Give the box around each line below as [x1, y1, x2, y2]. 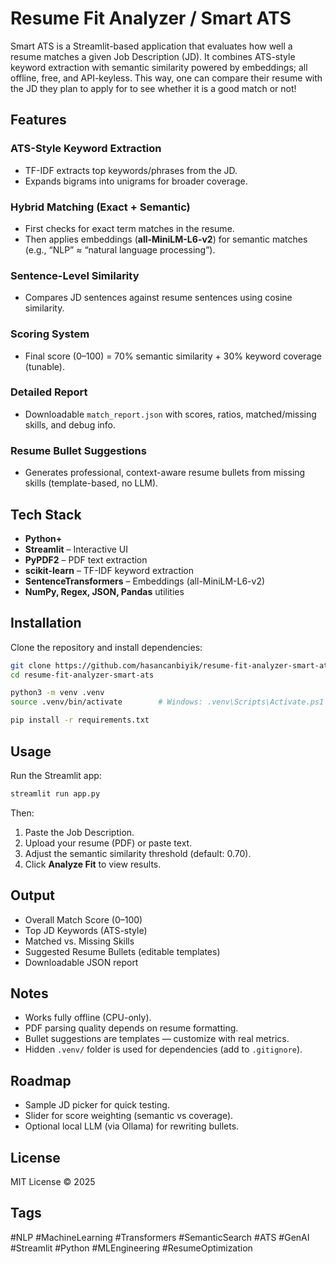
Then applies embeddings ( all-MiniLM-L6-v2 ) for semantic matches [24, 233, 308, 245]
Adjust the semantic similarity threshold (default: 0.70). [24, 847, 252, 859]
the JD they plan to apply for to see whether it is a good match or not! [10, 82, 297, 94]
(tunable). [24, 360, 66, 372]
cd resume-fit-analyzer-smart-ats [10, 670, 155, 680]
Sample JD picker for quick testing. [24, 1099, 170, 1111]
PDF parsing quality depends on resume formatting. [24, 1022, 239, 1034]
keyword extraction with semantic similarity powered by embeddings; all [10, 61, 308, 73]
